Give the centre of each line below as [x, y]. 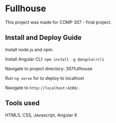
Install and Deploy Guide [43, 38]
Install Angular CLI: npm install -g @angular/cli [55, 59]
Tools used [22, 103]
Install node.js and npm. [29, 49]
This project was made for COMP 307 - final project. [58, 22]
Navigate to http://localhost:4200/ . [42, 88]
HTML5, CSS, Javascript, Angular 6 [41, 115]
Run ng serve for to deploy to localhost [45, 78]
